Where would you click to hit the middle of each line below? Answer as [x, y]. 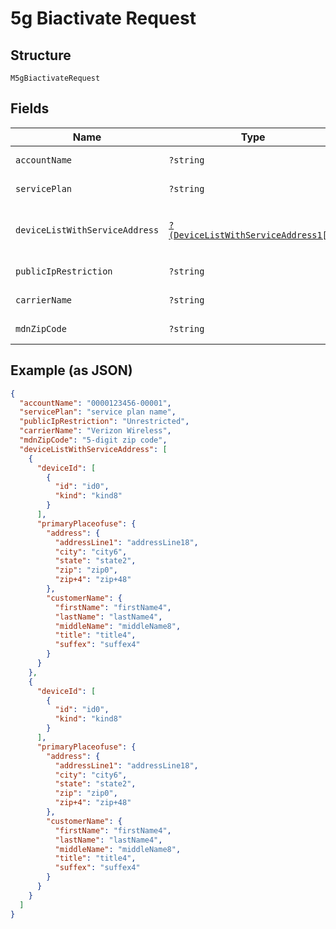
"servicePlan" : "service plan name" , [98, 412]
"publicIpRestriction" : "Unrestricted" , [104, 422]
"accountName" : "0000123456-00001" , [95, 403]
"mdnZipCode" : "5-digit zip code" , [93, 440]
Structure [41, 55]
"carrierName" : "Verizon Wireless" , [95, 431]
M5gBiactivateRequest [55, 78]
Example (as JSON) [71, 370]
